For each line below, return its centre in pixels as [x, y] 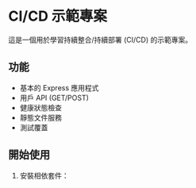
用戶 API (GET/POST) [54, 98]
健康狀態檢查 [40, 107]
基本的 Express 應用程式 [59, 87]
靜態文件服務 [40, 117]
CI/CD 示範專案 [58, 16]
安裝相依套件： [44, 175]
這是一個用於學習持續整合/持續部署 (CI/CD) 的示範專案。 [100, 40]
